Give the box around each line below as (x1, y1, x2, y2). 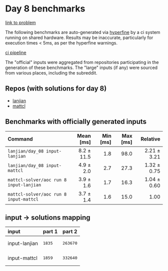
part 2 (62, 228, 77, 235)
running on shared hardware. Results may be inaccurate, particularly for (5, 34, 153, 40)
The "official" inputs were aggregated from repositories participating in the (5, 59, 159, 65)
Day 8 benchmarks (5, 3, 85, 14)
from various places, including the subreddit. (5, 69, 97, 75)
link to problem (5, 19, 36, 25)
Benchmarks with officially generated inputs (5, 117, 146, 126)
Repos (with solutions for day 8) (5, 84, 107, 93)
